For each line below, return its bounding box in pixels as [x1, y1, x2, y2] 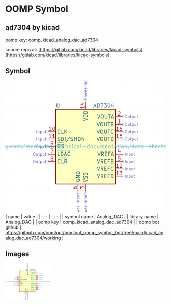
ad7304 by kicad [5, 23, 60, 32]
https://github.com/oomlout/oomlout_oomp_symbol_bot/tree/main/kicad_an [5, 229, 164, 235]
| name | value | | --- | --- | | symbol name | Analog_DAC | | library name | [5, 213, 159, 219]
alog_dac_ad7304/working [5, 235, 61, 241]
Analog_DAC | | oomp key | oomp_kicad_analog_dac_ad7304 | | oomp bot [5, 219, 159, 225]
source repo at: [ [5, 47, 40, 52]
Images [5, 250, 30, 258]
